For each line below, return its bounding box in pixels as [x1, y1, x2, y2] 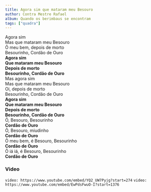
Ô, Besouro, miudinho [5, 128, 49, 133]
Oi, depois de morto [5, 86, 46, 92]
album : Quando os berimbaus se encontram [5, 16, 91, 21]
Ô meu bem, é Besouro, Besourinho [5, 138, 77, 144]
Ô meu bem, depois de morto [5, 44, 65, 50]
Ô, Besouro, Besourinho [5, 117, 53, 123]
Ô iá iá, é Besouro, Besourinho [5, 149, 67, 154]
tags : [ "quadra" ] [5, 21, 41, 26]
